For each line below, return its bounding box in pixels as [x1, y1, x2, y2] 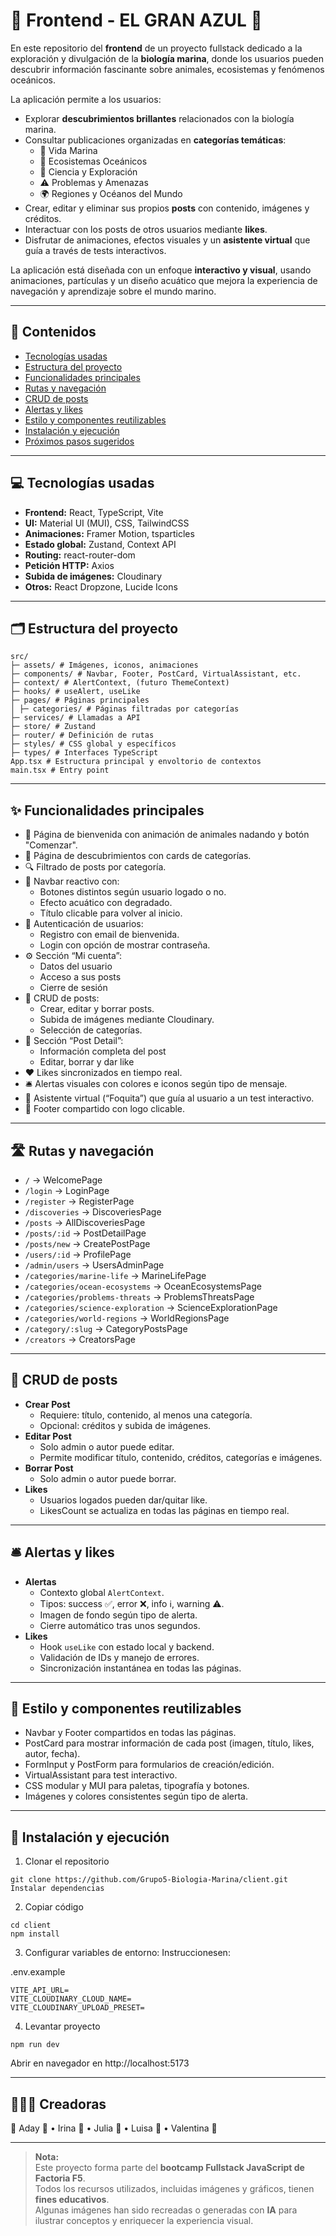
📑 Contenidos [10, 324, 97, 341]
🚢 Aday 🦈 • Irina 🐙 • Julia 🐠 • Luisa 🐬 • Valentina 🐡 [10, 2122, 218, 2134]
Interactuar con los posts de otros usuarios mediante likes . [24, 223, 268, 235]
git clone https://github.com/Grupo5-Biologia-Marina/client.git [10, 1875, 288, 1885]
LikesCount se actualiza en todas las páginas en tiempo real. [39, 1504, 290, 1516]
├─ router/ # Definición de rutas [10, 730, 155, 741]
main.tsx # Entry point [10, 765, 110, 776]
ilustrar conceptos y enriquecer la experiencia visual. [34, 2215, 254, 2227]
